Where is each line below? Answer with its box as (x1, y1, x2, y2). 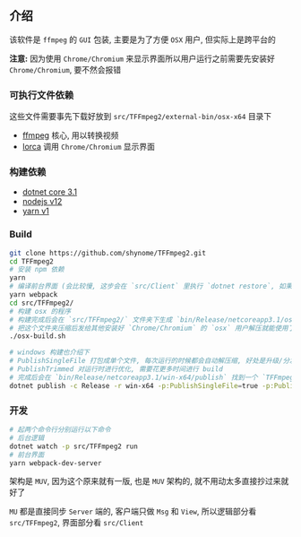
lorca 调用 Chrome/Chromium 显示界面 (21, 142, 155, 152)
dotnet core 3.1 (21, 186, 78, 197)
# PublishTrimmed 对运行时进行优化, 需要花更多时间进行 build (9, 365, 224, 374)
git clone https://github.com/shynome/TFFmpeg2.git (9, 248, 206, 257)
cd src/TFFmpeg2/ (9, 299, 74, 307)
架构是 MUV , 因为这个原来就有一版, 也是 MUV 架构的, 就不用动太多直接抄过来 (9, 476, 281, 487)
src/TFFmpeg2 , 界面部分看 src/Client (9, 517, 144, 528)
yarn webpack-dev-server (9, 458, 102, 468)
